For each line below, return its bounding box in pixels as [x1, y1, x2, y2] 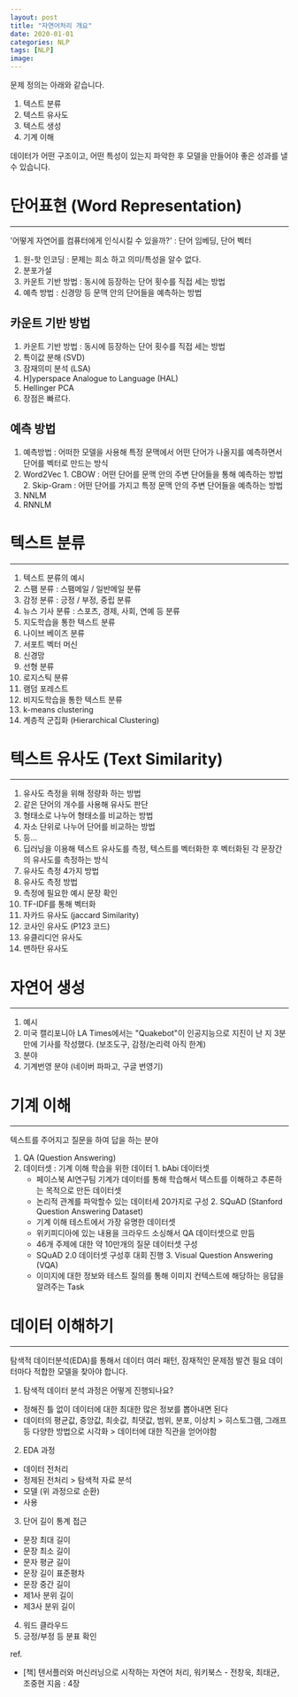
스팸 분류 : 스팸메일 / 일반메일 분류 [22, 583, 141, 594]
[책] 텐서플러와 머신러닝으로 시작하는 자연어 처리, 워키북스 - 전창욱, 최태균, [22, 1667, 280, 1678]
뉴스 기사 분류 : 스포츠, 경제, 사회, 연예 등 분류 [22, 605, 180, 616]
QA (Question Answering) [22, 1153, 117, 1164]
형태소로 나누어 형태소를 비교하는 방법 [22, 810, 154, 821]
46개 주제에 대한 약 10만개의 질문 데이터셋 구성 [35, 1239, 198, 1249]
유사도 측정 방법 [22, 876, 78, 887]
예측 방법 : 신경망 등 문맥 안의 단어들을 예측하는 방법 [22, 287, 202, 298]
